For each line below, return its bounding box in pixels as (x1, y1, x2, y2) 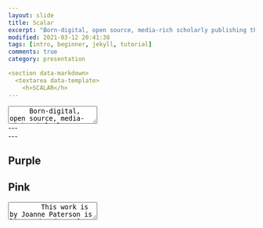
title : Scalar (8, 19, 55, 27)
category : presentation (8, 56, 86, 63)
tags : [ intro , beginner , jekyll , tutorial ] (8, 41, 153, 49)
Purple (8, 154, 41, 167)
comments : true (8, 48, 58, 56)
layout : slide (8, 11, 55, 20)
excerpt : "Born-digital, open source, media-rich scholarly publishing (8, 26, 247, 34)
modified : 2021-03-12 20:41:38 (8, 33, 110, 42)
